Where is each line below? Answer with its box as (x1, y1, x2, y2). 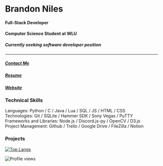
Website (5, 85, 22, 91)
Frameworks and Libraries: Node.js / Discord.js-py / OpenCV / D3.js (5, 118, 141, 124)
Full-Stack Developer (5, 19, 49, 25)
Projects (5, 136, 25, 142)
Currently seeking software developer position (5, 42, 101, 47)
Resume (5, 73, 22, 78)
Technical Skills (5, 97, 43, 104)
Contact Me (5, 60, 30, 66)
